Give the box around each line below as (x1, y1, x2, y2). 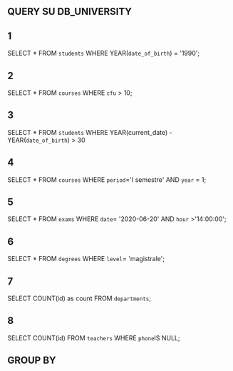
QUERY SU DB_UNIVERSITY (7, 6, 132, 18)
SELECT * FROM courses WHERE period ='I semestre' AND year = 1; (7, 175, 207, 184)
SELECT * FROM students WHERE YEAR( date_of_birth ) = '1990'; (7, 49, 200, 58)
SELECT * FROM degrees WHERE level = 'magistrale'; (7, 255, 165, 263)
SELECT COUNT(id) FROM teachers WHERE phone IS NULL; (7, 333, 180, 342)
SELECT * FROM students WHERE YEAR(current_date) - (7, 128, 172, 136)
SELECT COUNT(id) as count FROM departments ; (7, 294, 152, 303)
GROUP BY (7, 355, 56, 367)
